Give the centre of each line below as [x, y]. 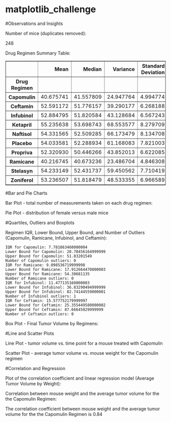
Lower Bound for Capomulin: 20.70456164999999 [55, 251]
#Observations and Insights [34, 23]
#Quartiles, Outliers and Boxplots [40, 222]
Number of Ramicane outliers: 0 [39, 278]
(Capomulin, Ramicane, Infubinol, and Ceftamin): [56, 238]
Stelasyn [22, 171]
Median [92, 69]
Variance [124, 69]
